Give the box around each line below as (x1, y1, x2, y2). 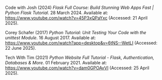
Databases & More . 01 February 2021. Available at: (5, 60, 107, 65)
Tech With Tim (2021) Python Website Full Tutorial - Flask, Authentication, (5, 55, 154, 60)
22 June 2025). (5, 45, 37, 51)
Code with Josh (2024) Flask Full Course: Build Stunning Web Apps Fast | (5, 5, 154, 10)
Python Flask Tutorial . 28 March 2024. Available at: (5, 10, 109, 16)
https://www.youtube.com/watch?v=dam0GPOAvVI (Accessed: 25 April (5, 65, 149, 71)
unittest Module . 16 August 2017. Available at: (5, 35, 96, 40)
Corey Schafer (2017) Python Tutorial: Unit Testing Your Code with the (5, 30, 147, 35)
